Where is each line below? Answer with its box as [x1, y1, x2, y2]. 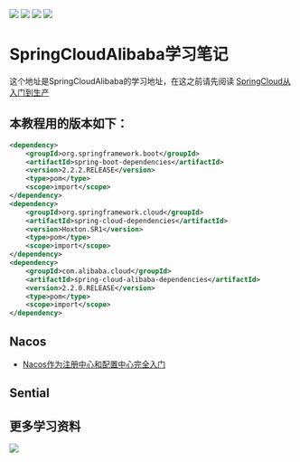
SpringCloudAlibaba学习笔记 [9, 44, 229, 65]
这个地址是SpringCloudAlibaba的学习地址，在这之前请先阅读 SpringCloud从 [9, 75, 291, 86]
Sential [9, 385, 50, 401]
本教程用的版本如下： [9, 116, 128, 131]
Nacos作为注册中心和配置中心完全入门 [22, 358, 165, 370]
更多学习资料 [9, 419, 81, 434]
